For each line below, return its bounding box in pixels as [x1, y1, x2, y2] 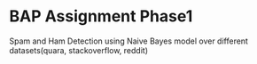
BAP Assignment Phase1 [9, 6, 193, 27]
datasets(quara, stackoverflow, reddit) [9, 44, 149, 55]
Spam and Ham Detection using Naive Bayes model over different [9, 36, 248, 46]
